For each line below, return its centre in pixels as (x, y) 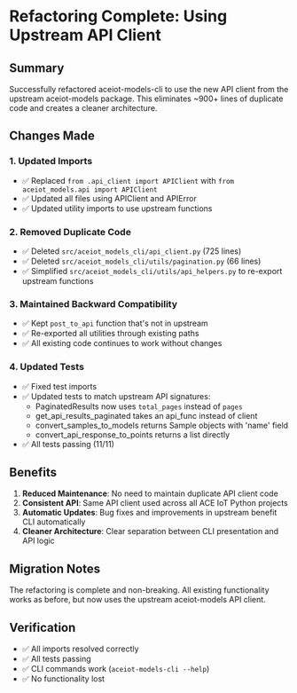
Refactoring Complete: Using (118, 16)
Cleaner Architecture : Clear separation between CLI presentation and (150, 532)
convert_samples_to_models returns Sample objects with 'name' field (162, 425)
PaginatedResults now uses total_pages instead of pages (139, 406)
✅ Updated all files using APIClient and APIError (109, 198)
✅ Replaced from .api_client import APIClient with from (128, 180)
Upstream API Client (85, 35)
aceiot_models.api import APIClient (90, 189)
